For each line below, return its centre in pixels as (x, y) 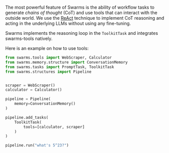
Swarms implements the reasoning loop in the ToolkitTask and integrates (82, 33)
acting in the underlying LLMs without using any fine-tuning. (68, 23)
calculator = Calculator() (34, 90)
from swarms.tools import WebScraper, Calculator (59, 58)
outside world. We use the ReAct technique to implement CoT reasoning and (85, 18)
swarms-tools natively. (29, 38)
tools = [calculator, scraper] (54, 127)
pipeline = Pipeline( (28, 99)
